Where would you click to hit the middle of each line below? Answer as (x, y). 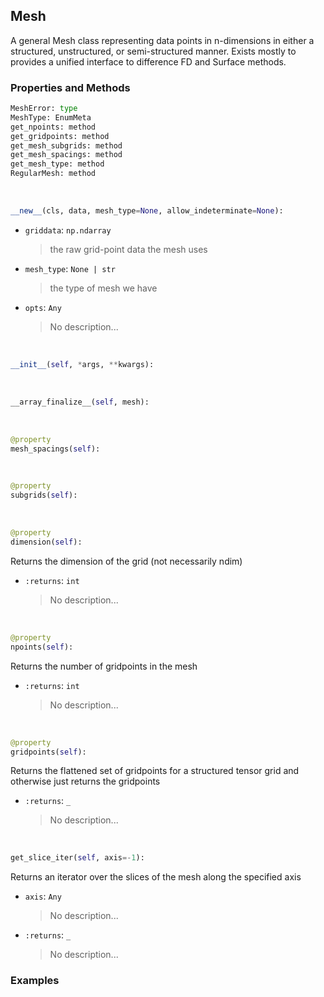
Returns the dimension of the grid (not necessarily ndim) (126, 561)
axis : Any (43, 896)
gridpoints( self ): (48, 752)
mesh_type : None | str (70, 268)
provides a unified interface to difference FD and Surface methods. (148, 61)
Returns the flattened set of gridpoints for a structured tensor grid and (155, 771)
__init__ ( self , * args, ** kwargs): (82, 364)
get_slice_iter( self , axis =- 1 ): (77, 858)
